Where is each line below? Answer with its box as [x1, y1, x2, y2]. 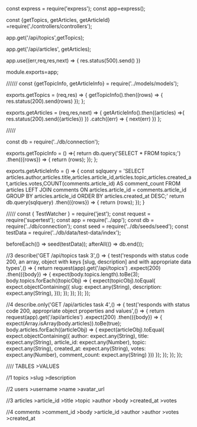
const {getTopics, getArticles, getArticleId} [6, 17, 111, 23]
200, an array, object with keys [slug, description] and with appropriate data [6, 258, 191, 265]
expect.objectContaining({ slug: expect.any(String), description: [6, 283, 162, 290]
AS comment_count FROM [116, 180, 181, 187]
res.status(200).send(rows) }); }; [6, 97, 86, 105]
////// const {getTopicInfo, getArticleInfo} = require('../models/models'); [6, 80, 179, 87]
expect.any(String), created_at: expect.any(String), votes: [6, 345, 146, 352]
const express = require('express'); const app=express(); [6, 5, 146, 12]
